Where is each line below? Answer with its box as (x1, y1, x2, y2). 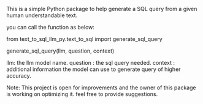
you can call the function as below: (6, 24, 95, 31)
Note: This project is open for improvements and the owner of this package (6, 84, 196, 91)
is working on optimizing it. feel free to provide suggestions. (6, 91, 158, 97)
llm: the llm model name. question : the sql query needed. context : (6, 59, 175, 66)
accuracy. (6, 72, 32, 79)
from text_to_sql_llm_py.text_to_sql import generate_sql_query (6, 35, 163, 42)
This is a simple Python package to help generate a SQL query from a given (6, 6, 197, 12)
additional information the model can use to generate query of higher (6, 65, 181, 73)
